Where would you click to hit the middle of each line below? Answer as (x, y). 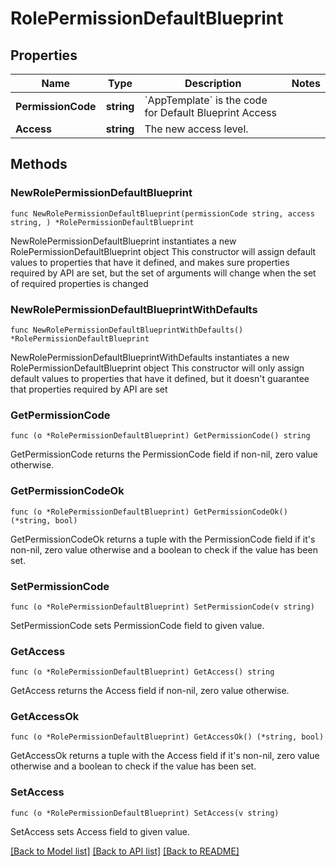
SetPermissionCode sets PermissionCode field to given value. (137, 625)
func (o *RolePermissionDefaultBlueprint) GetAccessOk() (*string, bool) (167, 737)
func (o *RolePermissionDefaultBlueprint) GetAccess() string (142, 672)
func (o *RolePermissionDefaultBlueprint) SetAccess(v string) (145, 813)
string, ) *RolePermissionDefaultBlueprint (102, 222)
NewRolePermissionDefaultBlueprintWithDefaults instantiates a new (150, 357)
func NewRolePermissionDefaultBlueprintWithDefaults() (127, 330)
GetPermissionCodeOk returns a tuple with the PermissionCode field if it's (163, 539)
